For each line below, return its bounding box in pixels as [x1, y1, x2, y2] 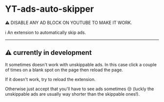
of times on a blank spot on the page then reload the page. [5, 67, 123, 73]
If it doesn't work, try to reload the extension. [5, 76, 96, 82]
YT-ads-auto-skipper [5, 3, 94, 15]
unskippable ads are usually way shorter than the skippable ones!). [5, 91, 140, 97]
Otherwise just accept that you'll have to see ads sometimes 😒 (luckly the [5, 86, 154, 92]
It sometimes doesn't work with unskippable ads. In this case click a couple [5, 61, 157, 67]
